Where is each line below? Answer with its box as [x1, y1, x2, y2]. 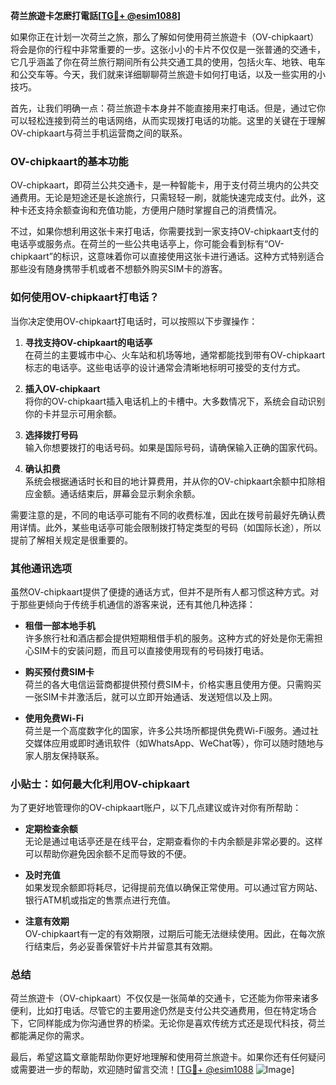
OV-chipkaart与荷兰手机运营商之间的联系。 [10, 127, 188, 139]
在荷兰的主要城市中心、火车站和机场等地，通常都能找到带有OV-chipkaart [24, 349, 326, 361]
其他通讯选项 [10, 561, 73, 575]
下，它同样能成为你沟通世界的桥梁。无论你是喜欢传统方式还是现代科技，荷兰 [10, 1017, 326, 1029]
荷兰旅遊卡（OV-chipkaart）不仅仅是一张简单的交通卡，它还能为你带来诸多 [10, 992, 320, 1004]
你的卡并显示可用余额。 [24, 407, 122, 419]
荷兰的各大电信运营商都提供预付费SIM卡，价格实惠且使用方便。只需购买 [24, 678, 322, 690]
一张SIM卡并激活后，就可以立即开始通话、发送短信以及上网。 [24, 690, 278, 703]
